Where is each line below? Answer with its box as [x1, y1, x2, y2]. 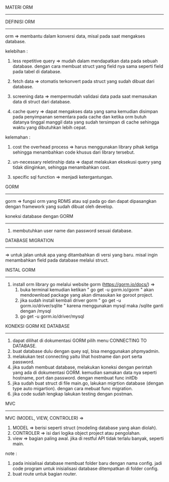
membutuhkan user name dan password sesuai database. [12, 228, 133, 233]
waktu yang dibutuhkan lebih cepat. [12, 125, 87, 130]
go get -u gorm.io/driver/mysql [20, 313, 84, 319]
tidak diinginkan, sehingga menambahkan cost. [12, 164, 111, 170]
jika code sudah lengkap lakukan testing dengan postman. [12, 391, 133, 397]
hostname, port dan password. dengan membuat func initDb [12, 375, 138, 381]
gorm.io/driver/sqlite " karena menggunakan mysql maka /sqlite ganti [20, 303, 163, 308]
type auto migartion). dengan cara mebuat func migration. [12, 386, 133, 391]
